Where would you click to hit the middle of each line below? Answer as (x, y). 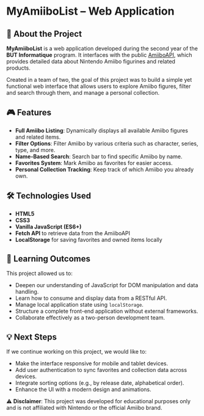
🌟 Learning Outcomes (48, 259)
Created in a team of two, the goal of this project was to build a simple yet (99, 80)
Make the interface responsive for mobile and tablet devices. (92, 363)
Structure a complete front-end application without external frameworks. (107, 311)
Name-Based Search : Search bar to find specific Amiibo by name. (99, 156)
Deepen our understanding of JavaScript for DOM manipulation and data (107, 285)
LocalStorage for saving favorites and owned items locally (89, 239)
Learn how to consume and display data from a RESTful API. (91, 298)
